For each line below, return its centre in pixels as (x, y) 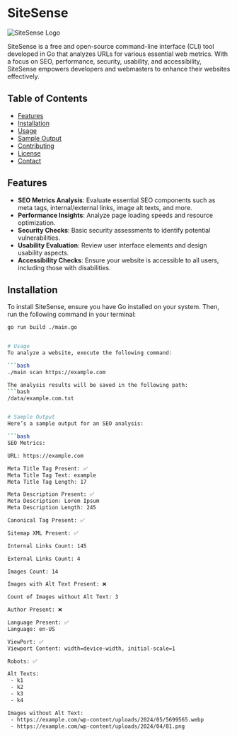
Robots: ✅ (22, 661)
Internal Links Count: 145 (47, 546)
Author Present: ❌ (35, 610)
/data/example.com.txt (41, 398)
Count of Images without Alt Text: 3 (63, 597)
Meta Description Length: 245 (52, 508)
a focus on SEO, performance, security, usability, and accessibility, (104, 61)
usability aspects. (43, 253)
